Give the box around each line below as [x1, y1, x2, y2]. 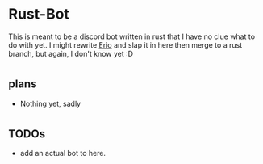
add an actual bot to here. [19, 149, 106, 158]
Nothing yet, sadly [19, 99, 81, 108]
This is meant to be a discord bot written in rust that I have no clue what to [8, 32, 256, 41]
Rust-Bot [8, 5, 70, 23]
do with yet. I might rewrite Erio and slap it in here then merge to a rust [8, 40, 243, 49]
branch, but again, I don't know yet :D [8, 48, 134, 58]
